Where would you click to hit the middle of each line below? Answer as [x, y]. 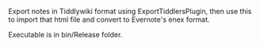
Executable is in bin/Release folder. [65, 35]
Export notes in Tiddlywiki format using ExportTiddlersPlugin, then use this [130, 11]
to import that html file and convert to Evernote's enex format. [109, 19]
